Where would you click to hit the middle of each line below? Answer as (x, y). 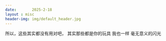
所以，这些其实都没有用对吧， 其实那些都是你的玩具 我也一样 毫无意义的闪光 (83, 34)
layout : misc (20, 14)
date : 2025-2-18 (29, 10)
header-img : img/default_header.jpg (43, 19)
